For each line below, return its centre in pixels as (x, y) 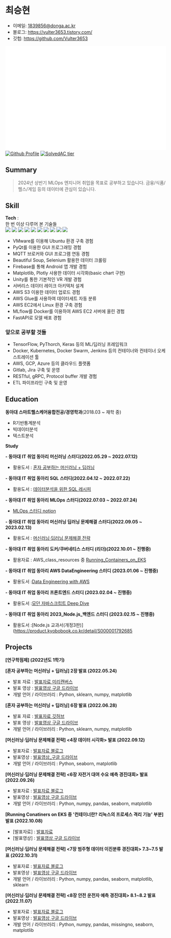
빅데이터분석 (25, 429)
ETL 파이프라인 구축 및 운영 (40, 383)
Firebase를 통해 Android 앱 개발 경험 (50, 267)
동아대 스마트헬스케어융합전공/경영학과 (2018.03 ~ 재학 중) (63, 412)
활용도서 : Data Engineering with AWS (51, 582)
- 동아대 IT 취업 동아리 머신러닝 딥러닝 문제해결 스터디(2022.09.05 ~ (74, 522)
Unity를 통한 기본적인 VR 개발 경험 (47, 279)
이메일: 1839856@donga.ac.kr (44, 26)
